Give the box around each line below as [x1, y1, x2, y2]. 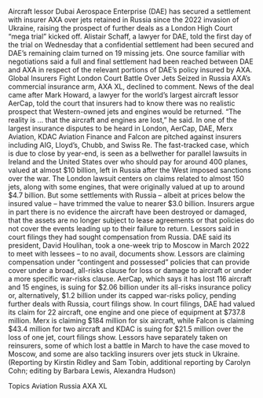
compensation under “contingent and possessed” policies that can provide [8, 257, 250, 267]
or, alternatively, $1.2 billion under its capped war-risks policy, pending [8, 291, 237, 300]
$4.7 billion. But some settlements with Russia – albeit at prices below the [8, 190, 246, 200]
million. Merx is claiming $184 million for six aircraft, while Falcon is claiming [8, 316, 254, 325]
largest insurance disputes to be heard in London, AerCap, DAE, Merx [8, 123, 234, 133]
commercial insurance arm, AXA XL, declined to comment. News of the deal [8, 82, 254, 91]
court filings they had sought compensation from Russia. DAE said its [8, 232, 232, 241]
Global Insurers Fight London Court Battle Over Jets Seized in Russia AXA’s [8, 74, 251, 83]
